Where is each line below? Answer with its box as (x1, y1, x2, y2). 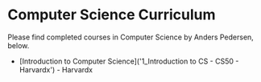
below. (7, 40, 30, 50)
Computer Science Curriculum (7, 6, 216, 24)
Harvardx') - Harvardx (19, 64, 93, 74)
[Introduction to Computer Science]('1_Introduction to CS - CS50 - (19, 56, 239, 66)
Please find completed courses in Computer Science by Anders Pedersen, (7, 32, 255, 42)
